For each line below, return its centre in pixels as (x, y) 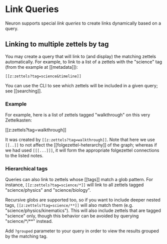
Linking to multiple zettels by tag (57, 44)
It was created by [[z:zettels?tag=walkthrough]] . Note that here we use (80, 140)
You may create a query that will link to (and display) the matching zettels (81, 56)
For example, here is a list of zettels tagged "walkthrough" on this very (78, 115)
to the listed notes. (24, 156)
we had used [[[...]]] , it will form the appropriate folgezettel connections (82, 150)
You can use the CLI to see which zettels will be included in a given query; (81, 85)
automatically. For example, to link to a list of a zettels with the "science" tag (84, 62)
